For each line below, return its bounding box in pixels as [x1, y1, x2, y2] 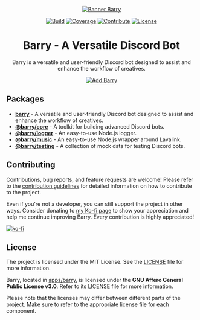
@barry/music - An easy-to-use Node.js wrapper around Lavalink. [15, 136, 182, 143]
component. [6, 307, 36, 315]
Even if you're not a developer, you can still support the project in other [6, 200, 183, 208]
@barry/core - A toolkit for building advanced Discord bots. [15, 123, 165, 130]
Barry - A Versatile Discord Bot [23, 39, 180, 53]
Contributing [6, 160, 56, 170]
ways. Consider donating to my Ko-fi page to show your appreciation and [6, 206, 189, 214]
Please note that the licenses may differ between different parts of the [6, 295, 181, 302]
